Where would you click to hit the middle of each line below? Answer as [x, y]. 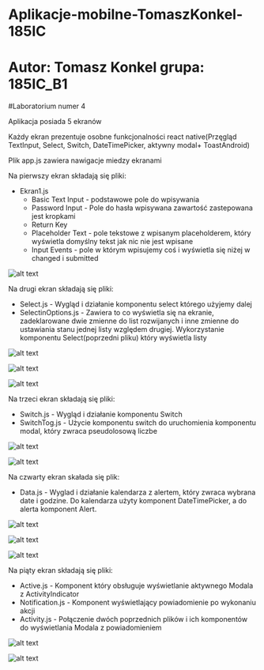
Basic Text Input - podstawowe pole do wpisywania [115, 200]
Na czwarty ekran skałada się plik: [64, 477]
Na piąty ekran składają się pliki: [60, 570]
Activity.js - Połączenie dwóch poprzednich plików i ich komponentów [133, 619]
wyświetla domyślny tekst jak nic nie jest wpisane [112, 242]
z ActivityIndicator [49, 594]
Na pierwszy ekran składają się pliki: [67, 176]
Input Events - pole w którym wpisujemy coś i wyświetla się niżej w [141, 250]
